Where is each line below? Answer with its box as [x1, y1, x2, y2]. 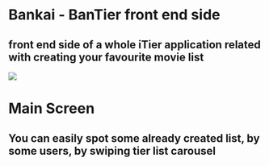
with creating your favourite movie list [8, 50, 204, 64]
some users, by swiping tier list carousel [8, 143, 216, 158]
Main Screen [8, 99, 95, 118]
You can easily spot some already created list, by [8, 131, 260, 145]
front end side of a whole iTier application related [8, 38, 261, 52]
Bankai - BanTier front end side [8, 6, 221, 24]
